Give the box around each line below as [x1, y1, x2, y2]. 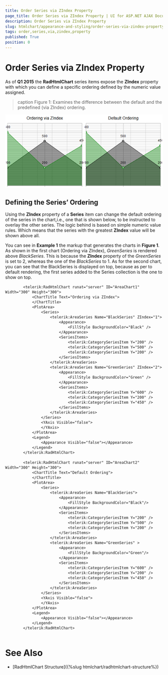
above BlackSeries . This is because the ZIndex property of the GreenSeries [5, 253, 161, 259]
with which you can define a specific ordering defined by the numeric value [5, 84, 161, 90]
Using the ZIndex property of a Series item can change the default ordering [5, 211, 161, 218]
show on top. [5, 274, 32, 280]
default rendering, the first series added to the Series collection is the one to [5, 269, 162, 275]
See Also [5, 647, 43, 659]
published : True [5, 35, 39, 40]
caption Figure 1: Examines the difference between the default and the [17, 99, 162, 105]
